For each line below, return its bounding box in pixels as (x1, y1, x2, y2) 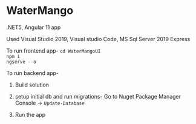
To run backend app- (6, 69, 59, 76)
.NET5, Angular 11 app (6, 24, 61, 31)
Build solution (15, 81, 50, 88)
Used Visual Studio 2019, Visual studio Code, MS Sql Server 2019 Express (6, 35, 191, 42)
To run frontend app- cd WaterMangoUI (6, 47, 101, 54)
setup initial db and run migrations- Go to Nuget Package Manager (15, 93, 181, 100)
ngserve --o (6, 59, 36, 65)
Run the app (15, 111, 46, 118)
